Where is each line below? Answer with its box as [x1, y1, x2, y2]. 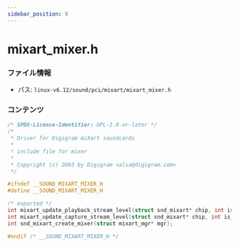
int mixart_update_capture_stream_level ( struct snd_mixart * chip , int [7, 213, 221, 221]
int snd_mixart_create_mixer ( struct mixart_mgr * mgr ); [7, 220, 174, 227]
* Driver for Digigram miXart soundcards [10, 135, 135, 142]
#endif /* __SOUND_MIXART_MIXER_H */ [7, 233, 119, 240]
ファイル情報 [7, 68, 52, 78]
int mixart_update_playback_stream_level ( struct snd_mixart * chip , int [7, 207, 224, 214]
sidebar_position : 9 [7, 10, 69, 18]
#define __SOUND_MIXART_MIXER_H [7, 187, 103, 194]
